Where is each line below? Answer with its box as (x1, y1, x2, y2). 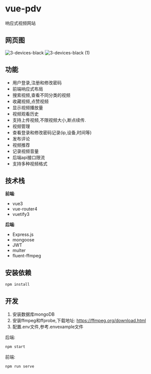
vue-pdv (5, 3, 42, 14)
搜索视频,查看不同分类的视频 (12, 92, 71, 98)
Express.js (12, 231, 34, 237)
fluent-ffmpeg (12, 253, 41, 259)
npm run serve (5, 364, 35, 369)
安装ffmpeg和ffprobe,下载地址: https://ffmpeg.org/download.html (12, 317, 147, 323)
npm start (5, 344, 26, 349)
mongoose (12, 237, 35, 243)
